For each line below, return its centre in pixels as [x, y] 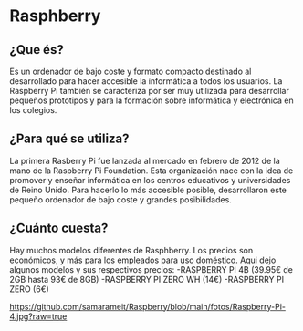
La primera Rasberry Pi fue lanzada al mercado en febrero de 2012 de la [145, 160]
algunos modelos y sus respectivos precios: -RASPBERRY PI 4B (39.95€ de [151, 269]
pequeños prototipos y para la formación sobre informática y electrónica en [151, 100]
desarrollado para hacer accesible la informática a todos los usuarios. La [146, 81]
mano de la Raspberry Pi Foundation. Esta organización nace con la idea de [151, 171]
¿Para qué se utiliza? [69, 139]
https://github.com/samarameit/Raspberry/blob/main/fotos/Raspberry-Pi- [147, 306]
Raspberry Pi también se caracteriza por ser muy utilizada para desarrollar [149, 91]
